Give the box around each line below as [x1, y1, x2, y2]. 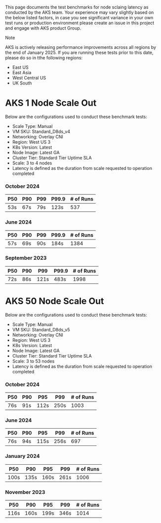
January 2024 [5, 453, 40, 460]
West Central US [12, 75, 46, 80]
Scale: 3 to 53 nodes [12, 358, 55, 364]
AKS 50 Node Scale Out [5, 296, 104, 307]
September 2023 [5, 254, 47, 261]
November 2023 [5, 488, 45, 495]
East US [12, 64, 29, 70]
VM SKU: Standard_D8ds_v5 [12, 326, 70, 332]
